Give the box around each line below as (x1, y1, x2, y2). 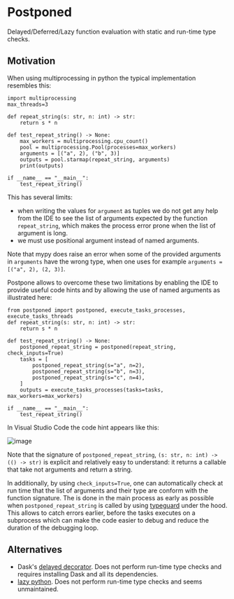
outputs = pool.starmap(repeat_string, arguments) (20, 156, 170, 163)
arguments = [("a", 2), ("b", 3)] (20, 150, 120, 157)
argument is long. (17, 228, 68, 237)
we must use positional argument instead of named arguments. (17, 236, 199, 245)
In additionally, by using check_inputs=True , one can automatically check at (7, 478, 224, 487)
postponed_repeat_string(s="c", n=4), (32, 374, 145, 381)
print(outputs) (20, 162, 64, 169)
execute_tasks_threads (7, 312, 73, 319)
